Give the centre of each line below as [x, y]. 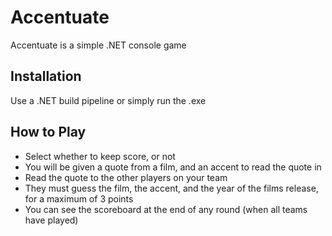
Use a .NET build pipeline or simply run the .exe [108, 100]
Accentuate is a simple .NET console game [98, 45]
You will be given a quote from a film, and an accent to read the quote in [173, 167]
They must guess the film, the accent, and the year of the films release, [171, 188]
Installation [46, 76]
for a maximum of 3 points [79, 198]
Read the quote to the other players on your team [126, 177]
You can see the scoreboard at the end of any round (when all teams [166, 209]
